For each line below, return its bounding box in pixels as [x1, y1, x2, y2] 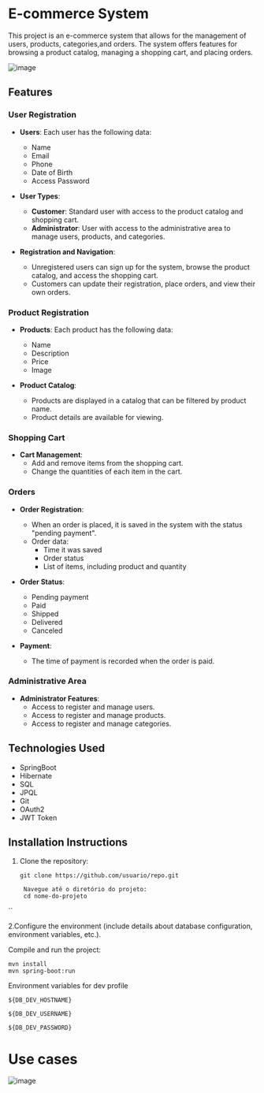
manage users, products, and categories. [31, 232, 165, 241]
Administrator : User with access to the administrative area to [31, 223, 231, 232]
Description [31, 348, 69, 358]
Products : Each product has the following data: [19, 325, 173, 334]
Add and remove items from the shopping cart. [31, 459, 184, 468]
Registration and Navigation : [19, 247, 116, 256]
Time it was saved [43, 545, 102, 554]
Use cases [8, 1050, 78, 1068]
